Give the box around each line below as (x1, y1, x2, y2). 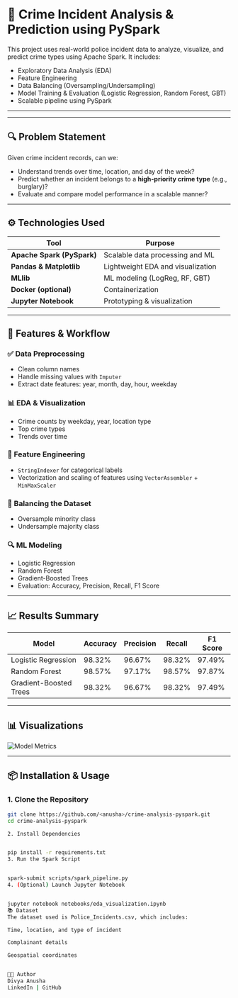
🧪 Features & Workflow (7, 327, 110, 340)
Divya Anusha (7, 977, 46, 985)
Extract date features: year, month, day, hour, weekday (17, 380, 178, 388)
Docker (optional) (11, 284, 72, 294)
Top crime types (17, 425, 66, 433)
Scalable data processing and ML (103, 250, 215, 259)
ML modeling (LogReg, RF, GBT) (103, 273, 211, 283)
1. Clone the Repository (7, 795, 89, 804)
